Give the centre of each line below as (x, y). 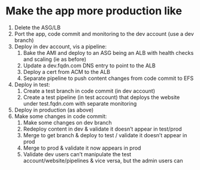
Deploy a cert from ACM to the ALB (66, 72)
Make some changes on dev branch (67, 122)
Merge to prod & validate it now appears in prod (82, 148)
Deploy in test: (32, 84)
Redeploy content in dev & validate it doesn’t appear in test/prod (102, 129)
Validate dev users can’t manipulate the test (77, 154)
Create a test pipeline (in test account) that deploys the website (101, 97)
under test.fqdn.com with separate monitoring (80, 103)
